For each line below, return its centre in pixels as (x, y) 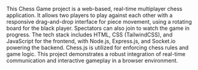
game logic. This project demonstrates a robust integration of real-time (96, 54)
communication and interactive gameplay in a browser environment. (92, 61)
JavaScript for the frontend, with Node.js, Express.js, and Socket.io (91, 41)
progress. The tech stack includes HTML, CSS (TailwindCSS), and (89, 35)
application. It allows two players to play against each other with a (89, 15)
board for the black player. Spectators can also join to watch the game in (98, 28)
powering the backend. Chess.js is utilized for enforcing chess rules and (97, 47)
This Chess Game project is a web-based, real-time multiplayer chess (94, 9)
